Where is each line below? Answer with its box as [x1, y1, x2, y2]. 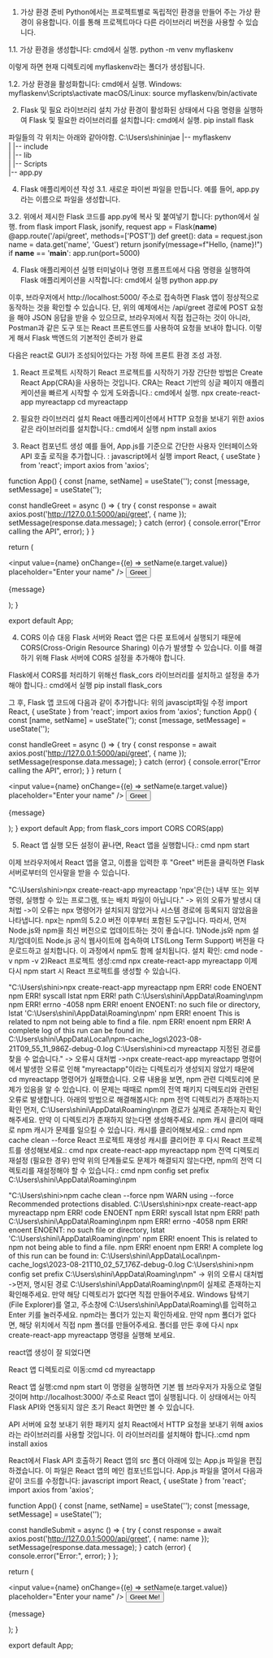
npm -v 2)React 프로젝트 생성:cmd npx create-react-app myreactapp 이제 [14, 956, 258, 965]
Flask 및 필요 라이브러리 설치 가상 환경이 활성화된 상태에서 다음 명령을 [19, 105, 242, 115]
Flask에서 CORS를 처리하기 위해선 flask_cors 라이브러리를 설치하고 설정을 [8, 670, 245, 680]
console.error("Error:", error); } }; [8, 1551, 119, 1561]
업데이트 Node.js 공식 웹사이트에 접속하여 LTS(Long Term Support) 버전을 [17, 936, 256, 945]
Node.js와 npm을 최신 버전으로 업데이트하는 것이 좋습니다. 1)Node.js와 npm [8, 925, 251, 935]
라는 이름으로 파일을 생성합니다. [19, 194, 120, 204]
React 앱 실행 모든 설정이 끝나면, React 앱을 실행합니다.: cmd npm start [19, 840, 250, 850]
